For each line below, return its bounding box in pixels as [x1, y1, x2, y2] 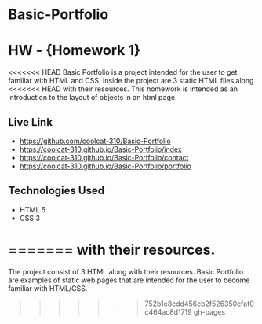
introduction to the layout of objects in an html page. [8, 93, 177, 102]
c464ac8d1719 [144, 307, 192, 316]
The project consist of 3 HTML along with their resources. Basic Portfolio [8, 267, 244, 276]
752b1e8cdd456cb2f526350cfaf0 [144, 299, 255, 308]
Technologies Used [8, 184, 104, 197]
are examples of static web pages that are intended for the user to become [8, 275, 250, 285]
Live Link [8, 116, 53, 129]
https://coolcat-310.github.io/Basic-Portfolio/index [19, 144, 182, 154]
